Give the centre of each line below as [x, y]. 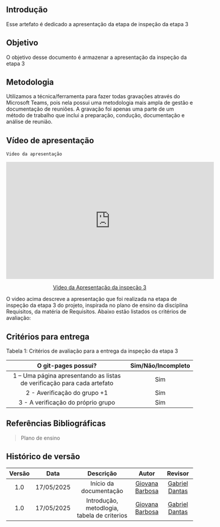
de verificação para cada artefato [67, 383]
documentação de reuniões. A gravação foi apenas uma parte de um [90, 109]
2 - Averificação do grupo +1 [67, 393]
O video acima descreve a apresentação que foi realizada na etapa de [92, 299]
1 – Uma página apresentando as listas [67, 376]
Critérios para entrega [48, 336]
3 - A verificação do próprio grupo [67, 403]
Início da [102, 483]
